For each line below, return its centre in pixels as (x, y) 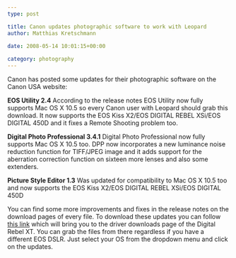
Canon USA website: (37, 87)
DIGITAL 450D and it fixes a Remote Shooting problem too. (93, 123)
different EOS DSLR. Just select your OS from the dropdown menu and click (118, 239)
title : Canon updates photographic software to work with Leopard (107, 27)
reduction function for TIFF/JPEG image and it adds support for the (105, 152)
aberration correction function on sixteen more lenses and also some (108, 159)
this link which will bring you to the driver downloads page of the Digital (111, 224)
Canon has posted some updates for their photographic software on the (112, 79)
